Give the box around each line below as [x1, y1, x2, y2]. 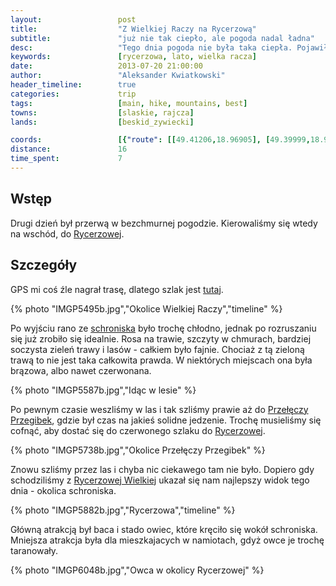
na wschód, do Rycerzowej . [10, 227, 125, 240]
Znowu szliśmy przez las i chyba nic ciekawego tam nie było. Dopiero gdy [10, 463, 315, 475]
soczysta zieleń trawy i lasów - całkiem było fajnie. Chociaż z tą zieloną [10, 343, 305, 355]
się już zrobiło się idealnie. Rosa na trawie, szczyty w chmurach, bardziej [10, 332, 312, 345]
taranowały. [10, 544, 59, 556]
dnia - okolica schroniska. [10, 484, 117, 496]
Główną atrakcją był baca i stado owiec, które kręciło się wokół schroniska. [10, 523, 318, 535]
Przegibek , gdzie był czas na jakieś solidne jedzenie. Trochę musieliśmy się [10, 414, 322, 426]
